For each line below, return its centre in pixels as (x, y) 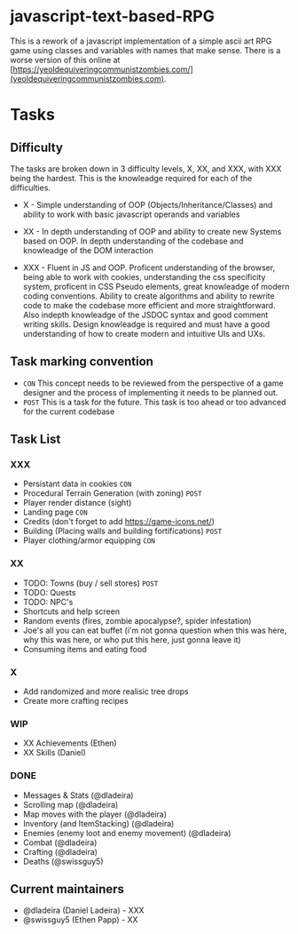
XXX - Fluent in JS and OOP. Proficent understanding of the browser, (149, 267)
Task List (35, 439)
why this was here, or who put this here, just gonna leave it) (132, 639)
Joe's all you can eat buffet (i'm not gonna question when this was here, (155, 630)
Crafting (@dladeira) (60, 851)
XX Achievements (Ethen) (70, 743)
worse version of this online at (65, 60)
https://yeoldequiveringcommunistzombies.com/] (103, 69)
